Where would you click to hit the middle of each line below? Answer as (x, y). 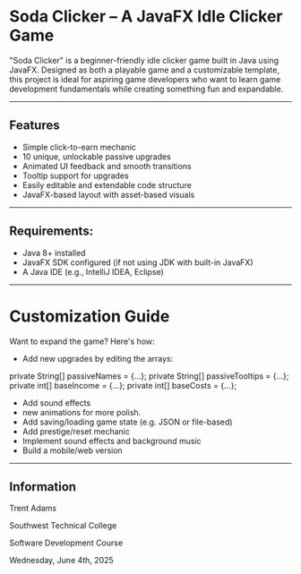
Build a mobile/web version (72, 450)
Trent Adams (33, 509)
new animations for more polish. (82, 412)
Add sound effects (56, 403)
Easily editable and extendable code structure (107, 184)
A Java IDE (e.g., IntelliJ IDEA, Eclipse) (93, 271)
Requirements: (52, 231)
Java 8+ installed (54, 253)
